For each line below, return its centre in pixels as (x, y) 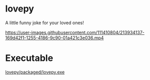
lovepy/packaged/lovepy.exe (35, 72)
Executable (29, 58)
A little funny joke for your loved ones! (45, 23)
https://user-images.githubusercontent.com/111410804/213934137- (75, 32)
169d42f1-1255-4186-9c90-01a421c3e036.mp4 (55, 38)
